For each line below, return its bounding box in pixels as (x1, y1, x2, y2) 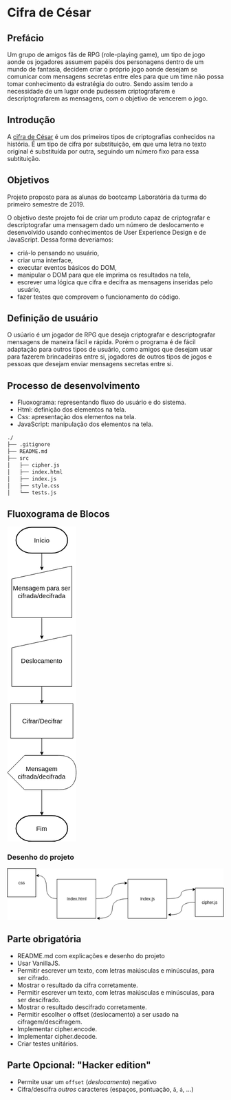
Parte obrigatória (7, 933, 82, 945)
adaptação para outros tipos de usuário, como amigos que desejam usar (7, 346, 213, 354)
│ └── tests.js (7, 489, 57, 496)
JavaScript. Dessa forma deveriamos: (7, 235, 113, 244)
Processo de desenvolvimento (7, 380, 140, 392)
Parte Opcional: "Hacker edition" (7, 1059, 151, 1071)
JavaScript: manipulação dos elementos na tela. (16, 420, 153, 428)
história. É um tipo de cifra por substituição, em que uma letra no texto (7, 140, 207, 148)
